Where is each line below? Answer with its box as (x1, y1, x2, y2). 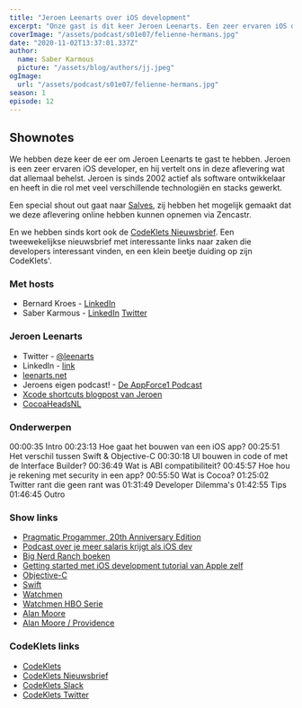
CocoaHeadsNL (22, 398, 82, 409)
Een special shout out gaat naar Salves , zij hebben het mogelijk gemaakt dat (9, 199, 292, 211)
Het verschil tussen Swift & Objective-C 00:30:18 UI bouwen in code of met (9, 451, 289, 462)
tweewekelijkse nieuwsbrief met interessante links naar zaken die (9, 236, 252, 247)
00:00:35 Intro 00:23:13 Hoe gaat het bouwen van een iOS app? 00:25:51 (9, 441, 280, 452)
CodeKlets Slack (22, 679, 84, 690)
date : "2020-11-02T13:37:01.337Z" (9, 38, 139, 48)
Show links (9, 511, 58, 524)
